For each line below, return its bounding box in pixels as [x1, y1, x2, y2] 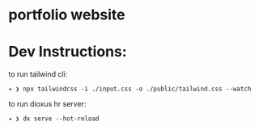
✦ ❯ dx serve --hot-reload [8, 115, 100, 123]
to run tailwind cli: [8, 69, 68, 79]
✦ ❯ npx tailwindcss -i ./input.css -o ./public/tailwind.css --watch [8, 85, 252, 94]
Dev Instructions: [8, 43, 127, 61]
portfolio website [8, 6, 125, 24]
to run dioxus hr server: [8, 99, 87, 109]
